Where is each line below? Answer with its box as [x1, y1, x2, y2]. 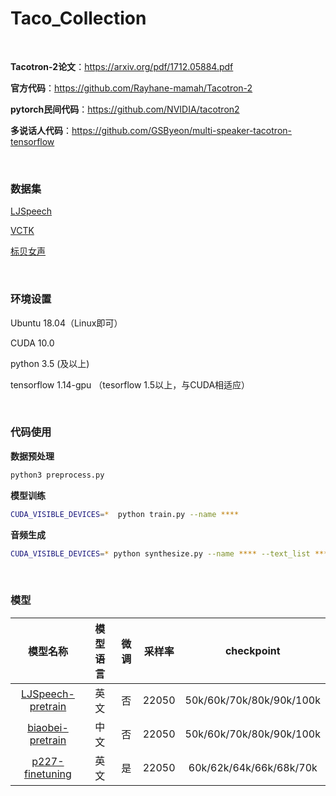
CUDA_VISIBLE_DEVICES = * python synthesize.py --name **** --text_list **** [10, 548, 333, 559]
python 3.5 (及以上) [10, 357, 90, 369]
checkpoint [224, 643, 281, 657]
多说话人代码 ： [10, 124, 72, 136]
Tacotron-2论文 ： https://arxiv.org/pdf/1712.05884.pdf [10, 60, 234, 72]
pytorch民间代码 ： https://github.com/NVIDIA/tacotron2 [10, 103, 240, 115]
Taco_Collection [10, 7, 147, 30]
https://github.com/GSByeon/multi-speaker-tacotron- [71, 124, 292, 136]
